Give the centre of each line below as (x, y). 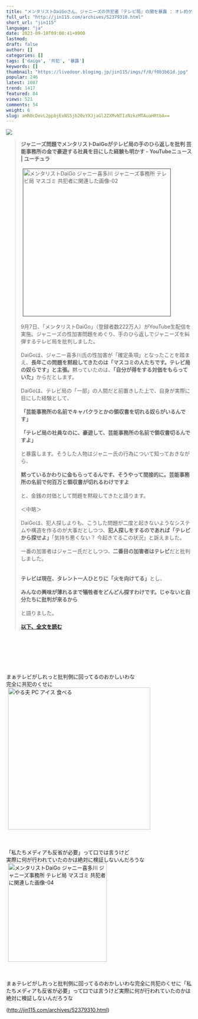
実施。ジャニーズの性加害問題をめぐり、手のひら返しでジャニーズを (103, 334)
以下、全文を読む (41, 627)
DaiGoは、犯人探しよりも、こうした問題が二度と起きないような (98, 523)
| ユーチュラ (35, 159)
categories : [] (25, 55)
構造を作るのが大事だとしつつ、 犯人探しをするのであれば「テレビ (111, 530)
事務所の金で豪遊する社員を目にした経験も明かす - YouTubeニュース (109, 151)
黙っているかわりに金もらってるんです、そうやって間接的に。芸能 (100, 475)
